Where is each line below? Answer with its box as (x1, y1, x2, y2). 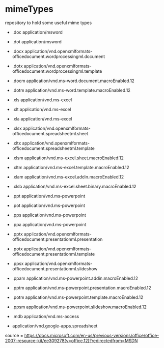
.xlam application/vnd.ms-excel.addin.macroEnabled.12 (12, 174, 124, 180)
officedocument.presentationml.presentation (12, 236, 103, 242)
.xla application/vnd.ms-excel (12, 116, 72, 121)
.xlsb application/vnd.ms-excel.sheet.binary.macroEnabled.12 (12, 183, 137, 189)
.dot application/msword (12, 38, 62, 45)
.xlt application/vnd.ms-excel (12, 106, 71, 112)
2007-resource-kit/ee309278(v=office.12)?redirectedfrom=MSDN (5, 338, 138, 344)
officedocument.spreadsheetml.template (12, 145, 95, 151)
